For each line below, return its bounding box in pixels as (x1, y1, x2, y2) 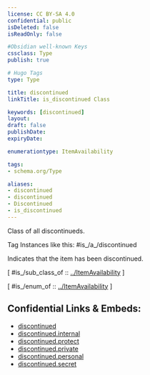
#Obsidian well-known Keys (7, 44, 88, 51)
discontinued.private (17, 344, 79, 353)
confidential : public (7, 17, 72, 24)
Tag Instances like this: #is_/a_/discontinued (7, 240, 137, 249)
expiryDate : (7, 135, 43, 142)
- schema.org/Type (7, 167, 62, 175)
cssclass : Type (7, 50, 53, 57)
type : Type (7, 76, 40, 83)
